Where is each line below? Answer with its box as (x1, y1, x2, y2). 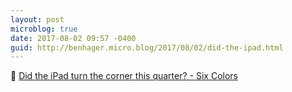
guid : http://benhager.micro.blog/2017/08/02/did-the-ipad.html (10, 42, 284, 53)
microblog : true (10, 24, 78, 34)
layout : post (10, 14, 65, 25)
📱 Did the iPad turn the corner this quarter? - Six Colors (10, 70, 238, 82)
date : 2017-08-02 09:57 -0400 (10, 33, 137, 43)
